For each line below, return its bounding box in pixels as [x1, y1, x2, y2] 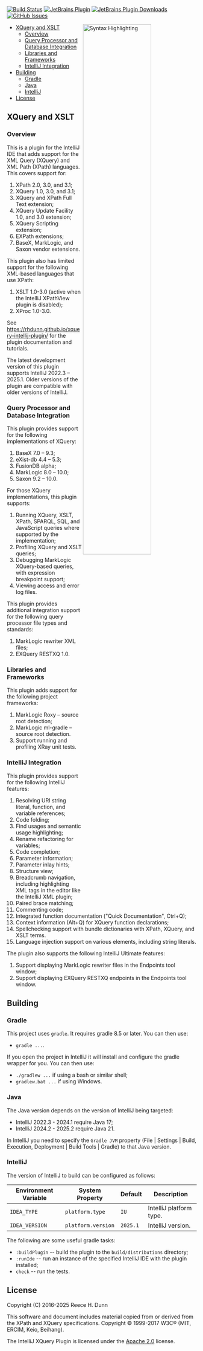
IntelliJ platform [148, 1204, 192, 1212]
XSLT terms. [15, 931, 46, 939]
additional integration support [7, 606, 81, 613]
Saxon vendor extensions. [15, 245, 81, 253]
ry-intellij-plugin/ [7, 332, 49, 339]
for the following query [7, 613, 64, 620]
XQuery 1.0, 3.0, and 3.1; [15, 187, 76, 195]
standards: [7, 625, 34, 633]
